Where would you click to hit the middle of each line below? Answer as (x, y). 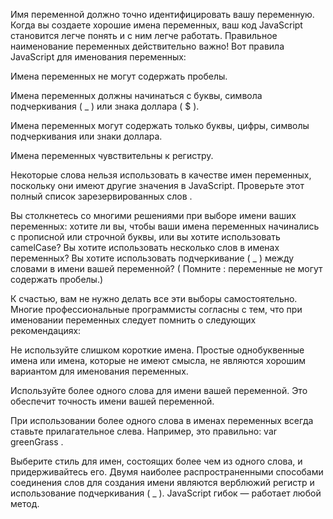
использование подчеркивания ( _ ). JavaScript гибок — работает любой (166, 493)
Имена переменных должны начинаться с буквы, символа (136, 95)
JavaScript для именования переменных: (98, 57)
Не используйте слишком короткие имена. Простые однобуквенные (157, 350)
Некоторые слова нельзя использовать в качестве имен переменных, (161, 175)
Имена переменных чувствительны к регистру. (112, 155)
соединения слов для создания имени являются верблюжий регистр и (162, 482)
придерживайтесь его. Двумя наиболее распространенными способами (167, 472)
